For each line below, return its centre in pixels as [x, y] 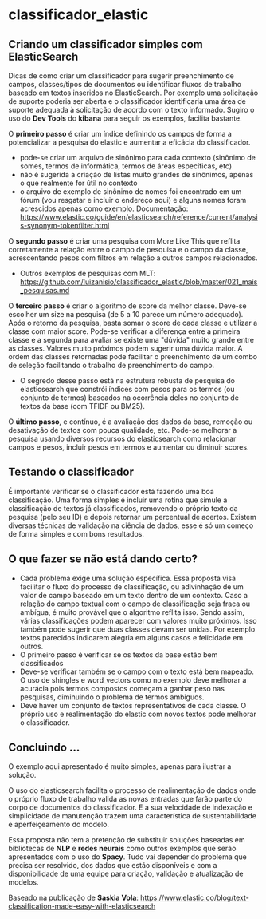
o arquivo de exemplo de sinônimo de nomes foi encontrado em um [131, 192]
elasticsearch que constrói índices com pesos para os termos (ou [127, 389]
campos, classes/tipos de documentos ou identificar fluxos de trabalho [125, 84]
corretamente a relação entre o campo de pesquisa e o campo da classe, [128, 250]
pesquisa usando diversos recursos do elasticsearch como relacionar [122, 438]
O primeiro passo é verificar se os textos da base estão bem [119, 654]
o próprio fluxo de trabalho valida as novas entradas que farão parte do [125, 799]
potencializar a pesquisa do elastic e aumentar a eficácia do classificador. [129, 142]
